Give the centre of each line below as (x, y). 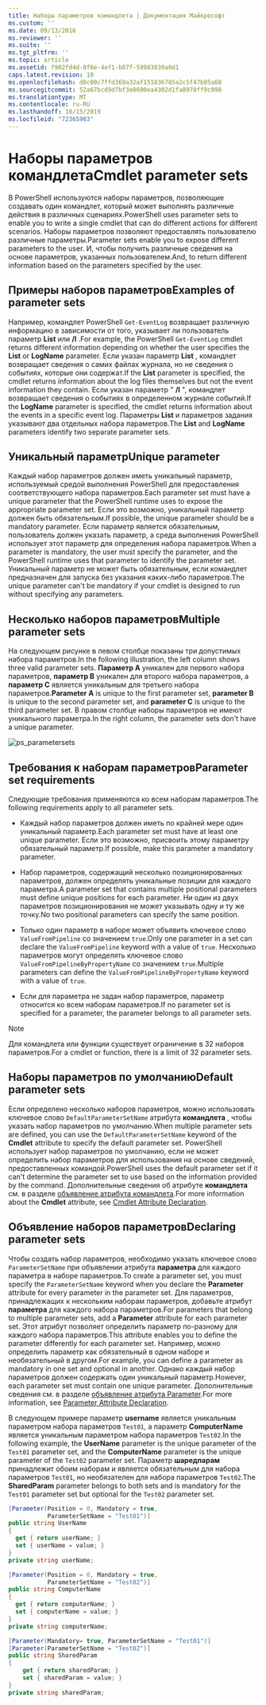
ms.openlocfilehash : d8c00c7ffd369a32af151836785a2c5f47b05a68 (115, 82)
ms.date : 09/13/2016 (42, 30)
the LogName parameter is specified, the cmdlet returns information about (130, 406)
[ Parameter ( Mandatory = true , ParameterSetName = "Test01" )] (110, 1641)
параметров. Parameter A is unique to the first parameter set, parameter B (131, 693)
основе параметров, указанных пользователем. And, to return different (128, 256)
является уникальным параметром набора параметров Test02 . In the (125, 1434)
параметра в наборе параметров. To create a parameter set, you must (125, 1275)
